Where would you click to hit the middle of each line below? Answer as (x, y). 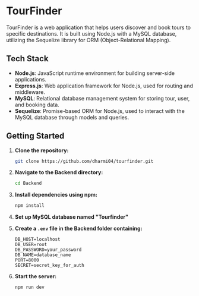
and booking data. (37, 105)
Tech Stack (27, 59)
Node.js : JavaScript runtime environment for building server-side (95, 73)
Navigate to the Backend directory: (59, 172)
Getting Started (35, 136)
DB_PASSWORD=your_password (48, 250)
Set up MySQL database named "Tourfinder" (72, 217)
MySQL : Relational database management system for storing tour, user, (102, 98)
